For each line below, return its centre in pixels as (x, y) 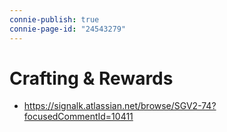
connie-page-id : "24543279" (68, 29)
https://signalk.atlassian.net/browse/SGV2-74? (120, 106)
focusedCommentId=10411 (78, 117)
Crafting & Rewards (91, 78)
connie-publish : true (54, 19)
